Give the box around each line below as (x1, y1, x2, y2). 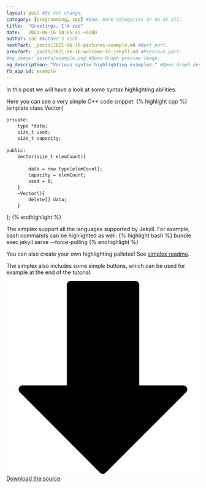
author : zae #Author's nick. (6, 36, 81, 42)
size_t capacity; (17, 135, 62, 141)
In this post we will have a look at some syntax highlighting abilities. (6, 86, 177, 93)
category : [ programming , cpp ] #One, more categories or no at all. (6, 16, 183, 23)
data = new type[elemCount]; (28, 166, 103, 172)
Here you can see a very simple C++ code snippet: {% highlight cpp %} (6, 97, 188, 105)
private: (6, 116, 29, 123)
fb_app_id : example (6, 68, 56, 74)
